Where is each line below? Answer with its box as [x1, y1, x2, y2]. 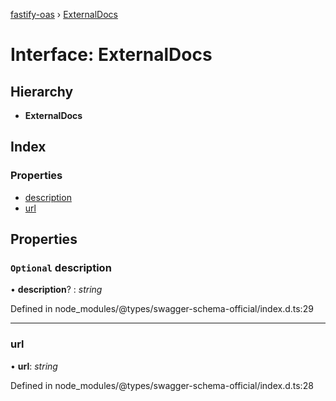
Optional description [10, 261, 112, 274]
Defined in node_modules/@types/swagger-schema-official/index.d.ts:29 [10, 303, 314, 315]
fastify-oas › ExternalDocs [10, 9, 119, 20]
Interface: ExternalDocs [10, 44, 213, 66]
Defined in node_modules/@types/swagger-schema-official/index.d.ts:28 [10, 379, 314, 391]
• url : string [10, 360, 58, 372]
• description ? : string [10, 284, 103, 296]
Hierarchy [10, 83, 74, 100]
